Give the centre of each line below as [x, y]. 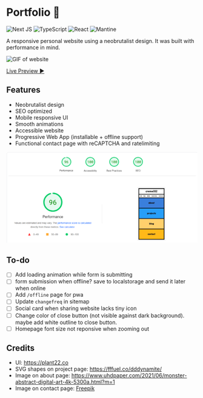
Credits [21, 348]
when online [30, 288]
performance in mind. [33, 47]
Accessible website [39, 130]
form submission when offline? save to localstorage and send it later [100, 282]
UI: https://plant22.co [42, 363]
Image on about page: [42, 376]
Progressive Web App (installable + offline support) [79, 137]
